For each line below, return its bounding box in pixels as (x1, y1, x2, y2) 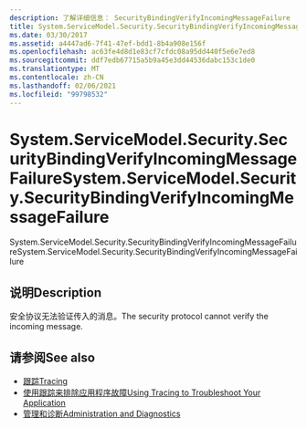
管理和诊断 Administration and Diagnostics (22, 408, 181, 420)
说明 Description (9, 285, 102, 300)
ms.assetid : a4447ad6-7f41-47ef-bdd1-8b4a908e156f (9, 38, 206, 48)
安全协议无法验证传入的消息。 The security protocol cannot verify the (9, 311, 270, 322)
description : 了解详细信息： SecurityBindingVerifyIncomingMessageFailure (9, 13, 291, 23)
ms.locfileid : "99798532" (9, 89, 108, 99)
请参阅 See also (9, 350, 96, 365)
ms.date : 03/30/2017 (9, 30, 89, 39)
